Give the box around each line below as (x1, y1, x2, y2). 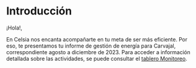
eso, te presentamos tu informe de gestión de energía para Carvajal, (6, 42, 176, 49)
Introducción (6, 4, 72, 18)
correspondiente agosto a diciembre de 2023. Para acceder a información (6, 48, 191, 55)
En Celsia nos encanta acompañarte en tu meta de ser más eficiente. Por (6, 36, 188, 43)
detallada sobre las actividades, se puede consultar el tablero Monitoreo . (6, 55, 188, 62)
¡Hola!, (6, 24, 23, 31)
